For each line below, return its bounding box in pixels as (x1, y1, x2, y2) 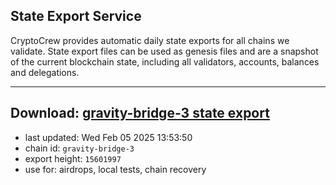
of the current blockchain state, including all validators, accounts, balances (10, 55, 320, 68)
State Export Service (10, 8, 142, 25)
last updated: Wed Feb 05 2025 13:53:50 (24, 131, 193, 143)
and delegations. (10, 66, 80, 78)
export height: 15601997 (24, 152, 122, 164)
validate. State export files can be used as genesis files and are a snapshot (10, 45, 319, 57)
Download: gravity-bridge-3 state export (10, 105, 270, 122)
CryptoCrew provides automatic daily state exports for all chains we (10, 34, 290, 46)
